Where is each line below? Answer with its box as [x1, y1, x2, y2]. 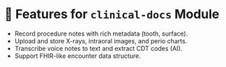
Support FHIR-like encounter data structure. [14, 52, 142, 60]
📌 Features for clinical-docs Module [4, 6, 220, 22]
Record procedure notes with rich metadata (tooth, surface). [14, 29, 188, 38]
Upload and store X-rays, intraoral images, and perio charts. [14, 36, 188, 45]
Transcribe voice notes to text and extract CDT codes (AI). [14, 44, 183, 52]
